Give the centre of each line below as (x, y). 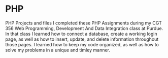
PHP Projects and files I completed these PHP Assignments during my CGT (84, 23)
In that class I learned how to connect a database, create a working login (81, 34)
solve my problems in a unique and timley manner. (58, 50)
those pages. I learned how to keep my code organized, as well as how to (82, 44)
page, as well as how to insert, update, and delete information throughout (82, 39)
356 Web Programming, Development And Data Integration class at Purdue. (84, 28)
